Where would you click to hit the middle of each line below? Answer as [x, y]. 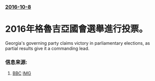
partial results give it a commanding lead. [47, 48]
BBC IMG [22, 74]
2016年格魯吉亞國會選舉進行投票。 [77, 29]
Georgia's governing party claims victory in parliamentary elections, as [77, 43]
